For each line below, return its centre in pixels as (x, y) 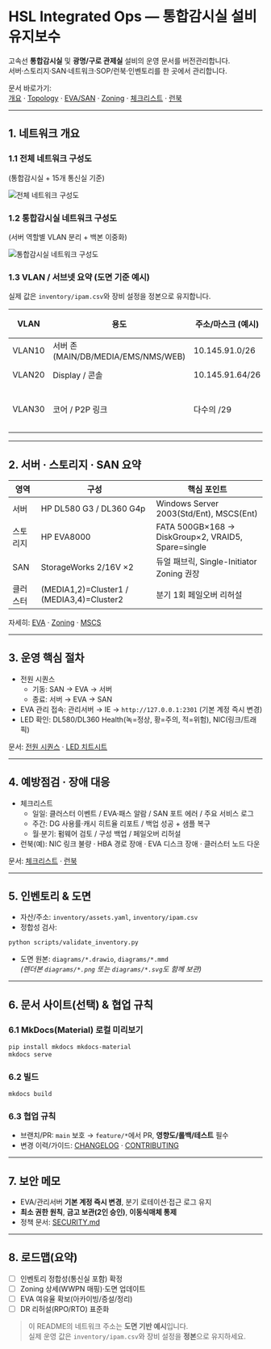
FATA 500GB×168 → (196, 527)
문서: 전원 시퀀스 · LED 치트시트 (58, 746)
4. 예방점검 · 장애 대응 (59, 782)
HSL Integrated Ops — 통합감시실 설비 (133, 17)
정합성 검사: (39, 927)
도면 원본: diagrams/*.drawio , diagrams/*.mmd (94, 959)
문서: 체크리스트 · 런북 (43, 861)
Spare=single (181, 547)
